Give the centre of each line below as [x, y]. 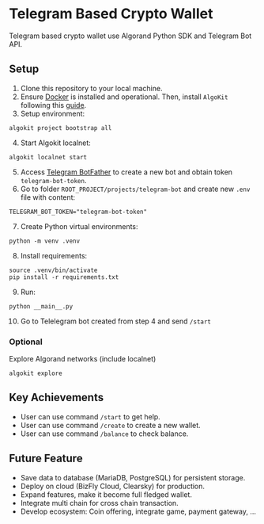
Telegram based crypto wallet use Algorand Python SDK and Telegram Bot [130, 36]
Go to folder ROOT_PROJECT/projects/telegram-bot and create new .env [135, 189]
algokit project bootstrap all [60, 128]
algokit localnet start [48, 157]
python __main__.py [41, 306]
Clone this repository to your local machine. [91, 88]
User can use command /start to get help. [90, 416]
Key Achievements [57, 398]
